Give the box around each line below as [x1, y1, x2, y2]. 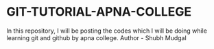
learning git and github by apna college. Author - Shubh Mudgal [6, 33, 187, 42]
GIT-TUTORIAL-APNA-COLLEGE [6, 4, 192, 20]
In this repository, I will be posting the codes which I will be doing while [6, 27, 207, 35]
